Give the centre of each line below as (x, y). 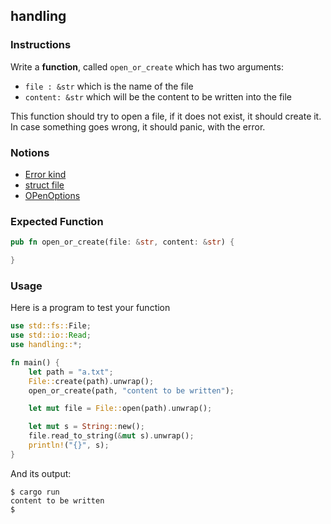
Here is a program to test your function (90, 308)
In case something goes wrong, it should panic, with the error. (138, 126)
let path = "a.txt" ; (71, 372)
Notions (30, 152)
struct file (44, 185)
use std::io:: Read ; (51, 335)
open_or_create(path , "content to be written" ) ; (131, 390)
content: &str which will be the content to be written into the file (158, 96)
